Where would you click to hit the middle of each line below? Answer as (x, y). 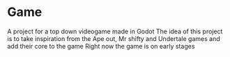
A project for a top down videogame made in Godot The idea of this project (115, 31)
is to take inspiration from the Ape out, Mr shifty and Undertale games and (114, 38)
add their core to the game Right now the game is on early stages (101, 46)
